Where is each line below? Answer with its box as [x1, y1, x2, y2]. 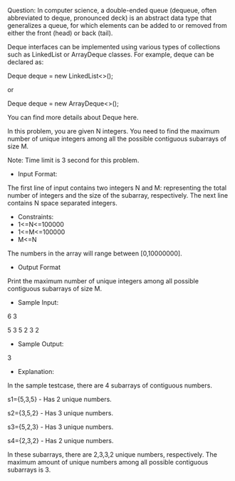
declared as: [7, 58, 44, 66]
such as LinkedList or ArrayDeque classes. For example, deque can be [7, 50, 214, 59]
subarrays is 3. [7, 465, 51, 474]
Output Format [17, 263, 61, 271]
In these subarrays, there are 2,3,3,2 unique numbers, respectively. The [7, 450, 217, 459]
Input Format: [17, 170, 58, 178]
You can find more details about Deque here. [7, 113, 139, 121]
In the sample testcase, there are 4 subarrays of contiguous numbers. [7, 381, 212, 390]
